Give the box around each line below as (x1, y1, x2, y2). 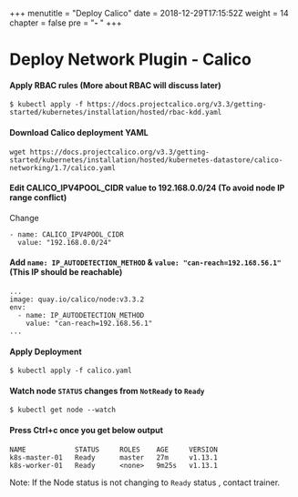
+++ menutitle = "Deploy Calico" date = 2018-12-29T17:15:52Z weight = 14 (9, 8, 289, 18)
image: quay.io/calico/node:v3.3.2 (9, 295, 145, 304)
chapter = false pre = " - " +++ (9, 17, 122, 28)
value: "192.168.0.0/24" (17, 238, 112, 247)
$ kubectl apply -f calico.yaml (9, 366, 132, 376)
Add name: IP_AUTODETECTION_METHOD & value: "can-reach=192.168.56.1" (9, 257, 282, 268)
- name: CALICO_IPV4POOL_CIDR (9, 229, 125, 239)
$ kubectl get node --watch (9, 405, 117, 415)
